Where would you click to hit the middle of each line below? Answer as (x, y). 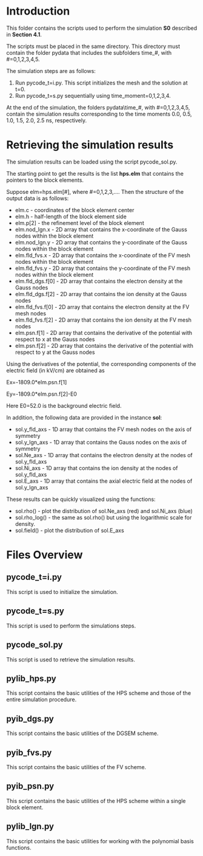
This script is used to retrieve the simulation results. (71, 659)
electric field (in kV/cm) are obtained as (55, 370)
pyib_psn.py (30, 786)
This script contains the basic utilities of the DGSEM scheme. (82, 733)
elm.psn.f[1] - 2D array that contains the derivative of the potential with (104, 333)
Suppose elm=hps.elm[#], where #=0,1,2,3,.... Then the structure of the (95, 192)
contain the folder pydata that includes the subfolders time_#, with (89, 52)
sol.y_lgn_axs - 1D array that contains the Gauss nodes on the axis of (101, 442)
